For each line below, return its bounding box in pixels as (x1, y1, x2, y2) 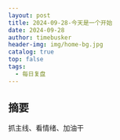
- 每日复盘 (15, 70, 46, 78)
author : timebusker (8, 33, 72, 42)
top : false (8, 56, 44, 64)
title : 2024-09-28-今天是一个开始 (8, 19, 113, 27)
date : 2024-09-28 (8, 26, 65, 34)
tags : (8, 63, 26, 71)
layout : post (8, 11, 51, 20)
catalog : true (8, 48, 55, 56)
